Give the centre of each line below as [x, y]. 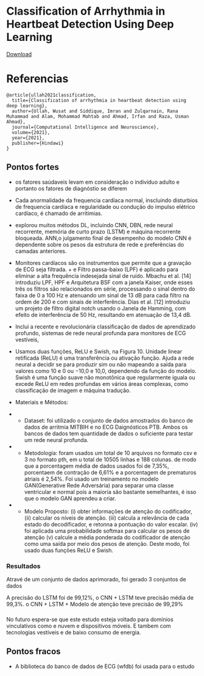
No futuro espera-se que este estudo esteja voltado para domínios [90, 619]
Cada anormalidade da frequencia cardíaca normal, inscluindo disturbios [106, 200]
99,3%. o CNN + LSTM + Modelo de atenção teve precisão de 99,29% [95, 604]
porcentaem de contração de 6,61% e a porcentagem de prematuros [110, 472]
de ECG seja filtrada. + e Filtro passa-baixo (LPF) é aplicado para [97, 269]
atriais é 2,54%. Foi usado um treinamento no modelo [91, 479]
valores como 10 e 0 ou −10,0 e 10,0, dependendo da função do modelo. [106, 371]
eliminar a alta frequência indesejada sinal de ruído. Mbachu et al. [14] [103, 275]
